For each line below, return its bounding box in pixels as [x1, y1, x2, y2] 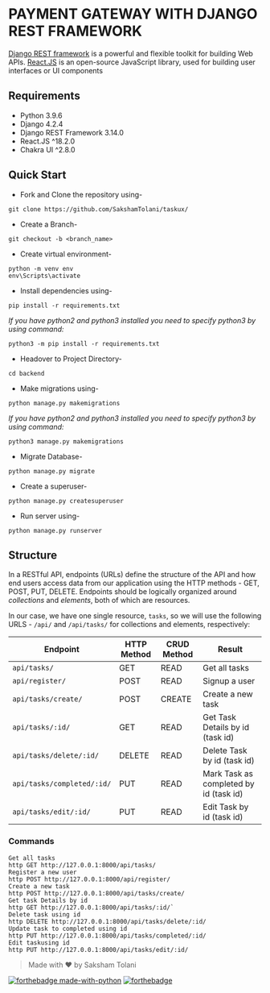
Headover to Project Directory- [19, 354, 123, 364]
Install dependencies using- [19, 285, 112, 295]
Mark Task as [202, 768, 253, 779]
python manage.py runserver [8, 526, 103, 534]
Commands [8, 836, 55, 847]
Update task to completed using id [8, 924, 128, 933]
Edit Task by [202, 801, 249, 812]
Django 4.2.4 [19, 118, 63, 129]
